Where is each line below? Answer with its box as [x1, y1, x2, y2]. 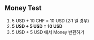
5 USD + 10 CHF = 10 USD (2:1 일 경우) [11, 17, 90, 24]
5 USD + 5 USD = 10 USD [11, 23, 63, 29]
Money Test [4, 4, 42, 12]
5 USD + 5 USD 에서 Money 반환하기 [11, 29, 85, 35]
